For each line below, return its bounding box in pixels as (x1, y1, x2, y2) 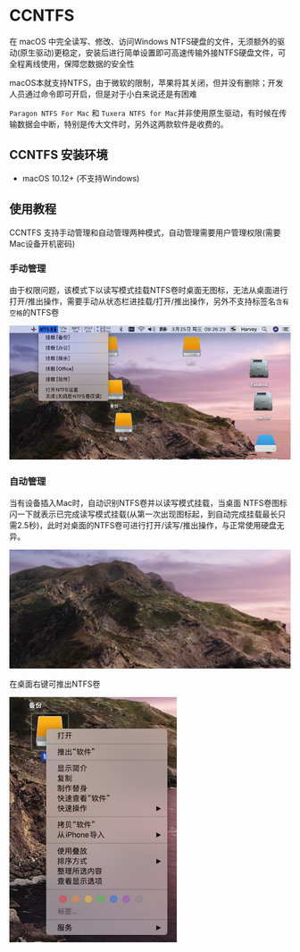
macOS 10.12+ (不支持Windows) (21, 173, 140, 183)
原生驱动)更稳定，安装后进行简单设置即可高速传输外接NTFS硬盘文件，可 (20, 46, 287, 58)
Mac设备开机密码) (9, 238, 76, 249)
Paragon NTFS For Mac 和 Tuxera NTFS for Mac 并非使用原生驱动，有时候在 (9, 107, 279, 118)
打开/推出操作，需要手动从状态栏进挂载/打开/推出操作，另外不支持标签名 (9, 296, 277, 307)
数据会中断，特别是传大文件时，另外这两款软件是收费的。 (16, 118, 229, 130)
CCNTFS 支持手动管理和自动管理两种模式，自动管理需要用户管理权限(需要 (9, 227, 281, 238)
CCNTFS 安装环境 (9, 147, 109, 163)
